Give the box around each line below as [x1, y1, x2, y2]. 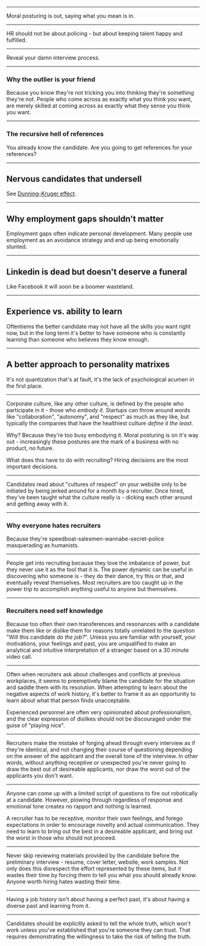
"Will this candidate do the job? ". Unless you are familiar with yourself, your [6, 633, 196, 641]
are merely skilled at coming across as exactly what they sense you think [6, 102, 191, 109]
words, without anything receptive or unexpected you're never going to [6, 759, 186, 767]
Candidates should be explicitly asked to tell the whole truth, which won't [6, 920, 191, 928]
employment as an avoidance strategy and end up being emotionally [6, 237, 180, 244]
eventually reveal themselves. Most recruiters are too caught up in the [6, 579, 183, 586]
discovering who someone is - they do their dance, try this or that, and [6, 572, 185, 579]
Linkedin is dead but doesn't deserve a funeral [6, 267, 188, 277]
